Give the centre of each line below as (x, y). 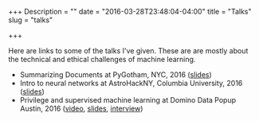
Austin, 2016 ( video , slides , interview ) (81, 108)
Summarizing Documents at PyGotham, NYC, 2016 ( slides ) (116, 74)
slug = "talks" (31, 20)
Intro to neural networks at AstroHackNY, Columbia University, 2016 (131, 83)
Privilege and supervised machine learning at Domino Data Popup (128, 100)
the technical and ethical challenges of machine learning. (102, 59)
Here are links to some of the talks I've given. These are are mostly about (128, 51)
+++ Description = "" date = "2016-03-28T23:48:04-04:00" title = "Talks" (130, 12)
